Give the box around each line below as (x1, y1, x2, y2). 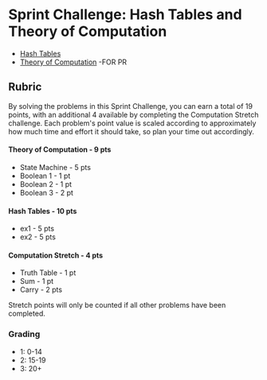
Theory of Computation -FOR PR (19, 57, 128, 67)
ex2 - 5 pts (19, 232, 56, 242)
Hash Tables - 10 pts (8, 206, 77, 215)
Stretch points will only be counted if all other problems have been (8, 301, 226, 310)
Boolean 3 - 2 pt (19, 188, 74, 197)
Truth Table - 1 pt (19, 268, 77, 277)
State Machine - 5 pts (19, 162, 92, 172)
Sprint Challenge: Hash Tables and (8, 6, 242, 24)
